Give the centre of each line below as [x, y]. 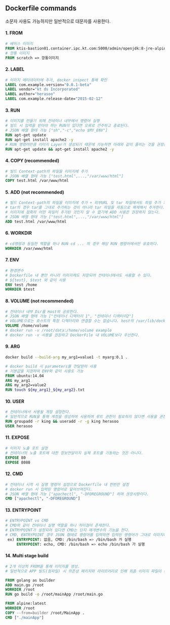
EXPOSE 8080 [18, 462]
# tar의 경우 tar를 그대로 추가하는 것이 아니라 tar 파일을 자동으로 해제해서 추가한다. [85, 208]
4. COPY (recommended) [32, 161]
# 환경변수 [15, 271]
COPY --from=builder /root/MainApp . [45, 613]
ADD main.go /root [25, 585]
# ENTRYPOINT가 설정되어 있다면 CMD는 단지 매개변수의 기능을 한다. [68, 530]
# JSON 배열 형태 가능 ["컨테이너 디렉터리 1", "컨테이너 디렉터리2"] [70, 316]
